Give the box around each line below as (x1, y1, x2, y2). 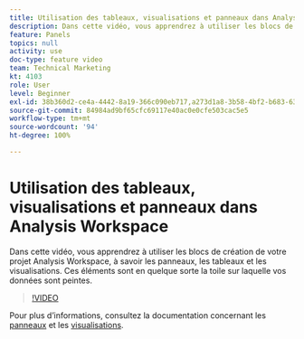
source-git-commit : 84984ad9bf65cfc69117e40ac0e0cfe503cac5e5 (9, 106, 249, 115)
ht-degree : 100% (9, 131, 71, 140)
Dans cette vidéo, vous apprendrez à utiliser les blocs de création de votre (9, 246, 287, 257)
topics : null (9, 38, 59, 48)
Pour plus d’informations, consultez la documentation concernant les (9, 309, 267, 321)
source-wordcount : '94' (9, 123, 100, 132)
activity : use (9, 47, 63, 56)
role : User (9, 80, 51, 89)
